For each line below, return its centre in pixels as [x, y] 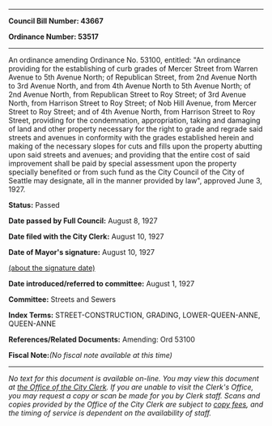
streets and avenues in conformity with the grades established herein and [131, 138]
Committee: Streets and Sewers [62, 299]
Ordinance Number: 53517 [53, 37]
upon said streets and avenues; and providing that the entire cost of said [130, 155]
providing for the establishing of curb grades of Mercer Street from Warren [133, 69]
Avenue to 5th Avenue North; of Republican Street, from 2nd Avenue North [133, 77]
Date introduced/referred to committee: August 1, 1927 [102, 284]
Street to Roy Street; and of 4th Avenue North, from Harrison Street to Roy [132, 112]
